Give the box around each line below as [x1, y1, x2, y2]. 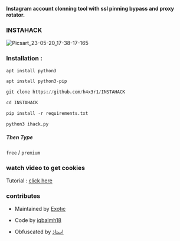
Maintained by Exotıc [14, 205, 66, 213]
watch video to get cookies [6, 163, 86, 172]
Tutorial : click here [6, 177, 53, 184]
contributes [6, 192, 41, 200]
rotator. [6, 11, 25, 18]
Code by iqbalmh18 [14, 217, 62, 224]
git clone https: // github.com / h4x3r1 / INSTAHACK [6, 89, 126, 95]
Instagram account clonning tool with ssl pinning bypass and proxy [6, 5, 174, 12]
